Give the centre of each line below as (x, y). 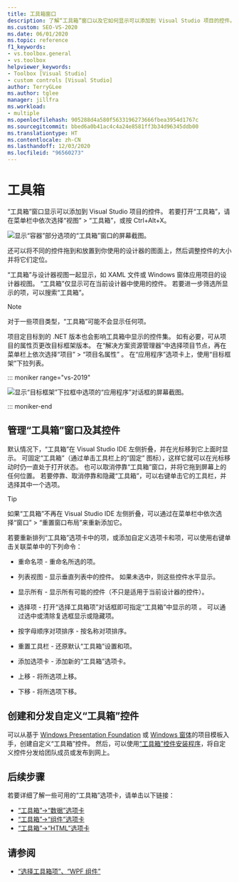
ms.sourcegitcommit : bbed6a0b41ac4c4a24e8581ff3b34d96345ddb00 (103, 126)
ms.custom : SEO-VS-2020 (43, 27)
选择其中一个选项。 (36, 484)
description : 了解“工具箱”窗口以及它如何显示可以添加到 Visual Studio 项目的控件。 (122, 21)
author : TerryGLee (34, 87)
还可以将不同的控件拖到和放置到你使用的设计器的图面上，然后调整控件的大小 (119, 251)
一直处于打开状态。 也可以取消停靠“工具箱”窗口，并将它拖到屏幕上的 (126, 466)
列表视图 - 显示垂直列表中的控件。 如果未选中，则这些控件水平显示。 (118, 577)
